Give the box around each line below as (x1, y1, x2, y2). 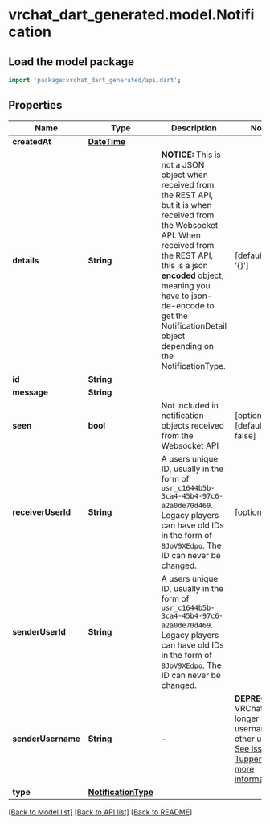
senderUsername (12, 733, 80, 744)
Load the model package (8, 55, 135, 68)
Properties (8, 98, 63, 112)
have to (161, 290, 190, 301)
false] (234, 429, 256, 441)
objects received (161, 420, 225, 431)
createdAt (12, 135, 52, 147)
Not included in (161, 400, 219, 411)
